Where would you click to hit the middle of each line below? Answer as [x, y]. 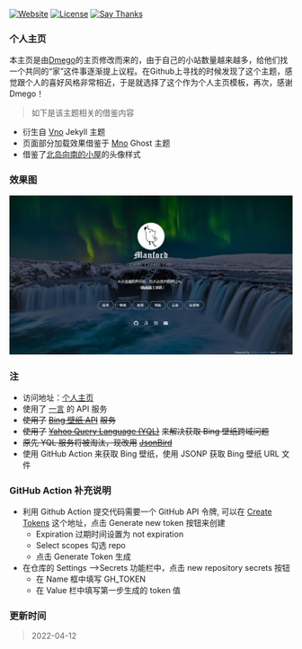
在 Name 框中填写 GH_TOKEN [91, 579]
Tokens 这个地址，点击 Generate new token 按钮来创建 [124, 523]
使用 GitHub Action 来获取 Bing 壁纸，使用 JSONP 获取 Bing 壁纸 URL [151, 453]
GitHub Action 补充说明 [60, 490]
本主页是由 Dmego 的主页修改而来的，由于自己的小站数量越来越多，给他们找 [149, 60]
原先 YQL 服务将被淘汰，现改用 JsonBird [97, 442]
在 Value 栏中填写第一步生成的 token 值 [108, 591]
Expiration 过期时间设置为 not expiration [110, 534]
